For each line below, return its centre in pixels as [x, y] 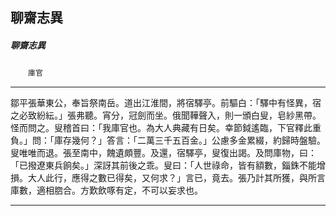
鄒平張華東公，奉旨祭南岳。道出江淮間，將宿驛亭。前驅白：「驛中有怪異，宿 [166, 103]
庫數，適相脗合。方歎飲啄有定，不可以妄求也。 [106, 190]
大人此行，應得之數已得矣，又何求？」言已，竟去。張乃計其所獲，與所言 [176, 178]
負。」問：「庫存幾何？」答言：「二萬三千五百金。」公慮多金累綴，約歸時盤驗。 [168, 140]
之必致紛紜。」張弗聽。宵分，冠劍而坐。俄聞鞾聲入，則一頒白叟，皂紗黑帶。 [166, 115]
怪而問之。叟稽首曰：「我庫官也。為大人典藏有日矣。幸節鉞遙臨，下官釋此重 [166, 128]
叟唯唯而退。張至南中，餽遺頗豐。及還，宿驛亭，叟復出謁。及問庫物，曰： [163, 153]
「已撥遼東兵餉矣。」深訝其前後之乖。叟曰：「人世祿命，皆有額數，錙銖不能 [163, 165]
